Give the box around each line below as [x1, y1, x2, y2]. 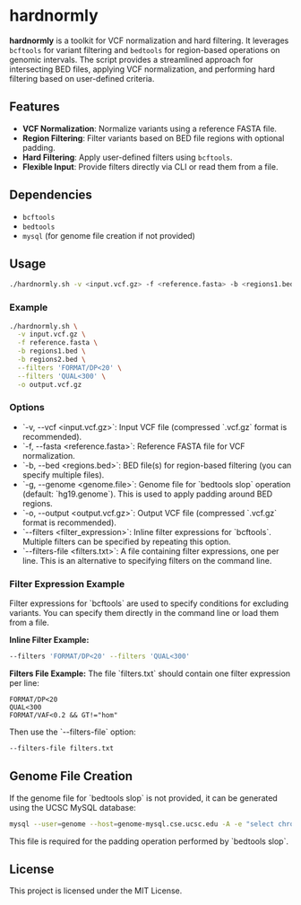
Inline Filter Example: [9, 635, 90, 646]
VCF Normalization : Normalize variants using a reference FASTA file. [21, 123, 278, 134]
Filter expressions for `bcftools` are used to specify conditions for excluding [9, 598, 289, 609]
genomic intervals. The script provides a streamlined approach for [9, 54, 254, 65]
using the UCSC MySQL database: [9, 802, 136, 813]
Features [9, 100, 60, 115]
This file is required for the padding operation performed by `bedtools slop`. [9, 836, 289, 847]
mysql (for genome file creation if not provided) [21, 230, 195, 241]
